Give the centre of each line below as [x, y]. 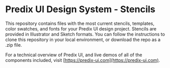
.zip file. [14, 45]
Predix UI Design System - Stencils [80, 9]
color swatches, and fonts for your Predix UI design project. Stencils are [81, 28]
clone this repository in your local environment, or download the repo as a [83, 40]
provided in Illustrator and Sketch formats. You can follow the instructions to [85, 34]
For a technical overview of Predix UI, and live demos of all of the [74, 55]
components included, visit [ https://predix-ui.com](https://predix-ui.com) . [83, 60]
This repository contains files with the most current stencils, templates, [80, 23]
